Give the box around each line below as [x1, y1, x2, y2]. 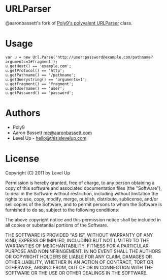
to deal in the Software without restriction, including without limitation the [5, 190, 158, 196]
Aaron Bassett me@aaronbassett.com [12, 130, 92, 136]
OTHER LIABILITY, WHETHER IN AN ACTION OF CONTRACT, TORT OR [5, 259, 153, 265]
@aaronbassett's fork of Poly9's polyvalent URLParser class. [5, 20, 133, 26]
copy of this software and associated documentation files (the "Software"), [5, 185, 162, 191]
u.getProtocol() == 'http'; [5, 68, 65, 73]
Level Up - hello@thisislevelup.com [12, 135, 87, 141]
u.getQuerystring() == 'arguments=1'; [5, 77, 87, 82]
